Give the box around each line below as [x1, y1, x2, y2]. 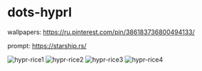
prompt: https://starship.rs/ [7, 41, 87, 50]
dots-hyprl [7, 4, 73, 21]
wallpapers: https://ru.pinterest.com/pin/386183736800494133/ [7, 28, 196, 36]
